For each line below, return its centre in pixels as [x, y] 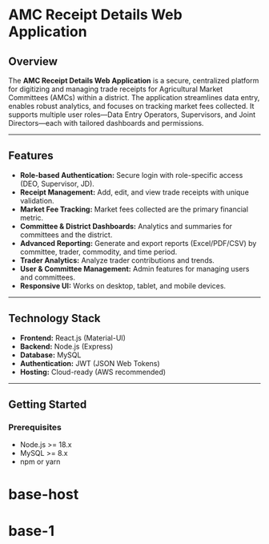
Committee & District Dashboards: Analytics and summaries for [126, 226]
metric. [32, 217]
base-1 [31, 531]
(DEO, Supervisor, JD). [57, 183]
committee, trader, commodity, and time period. [98, 252]
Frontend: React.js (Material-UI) [73, 337]
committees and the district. [66, 235]
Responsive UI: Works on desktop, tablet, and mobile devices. [123, 285]
